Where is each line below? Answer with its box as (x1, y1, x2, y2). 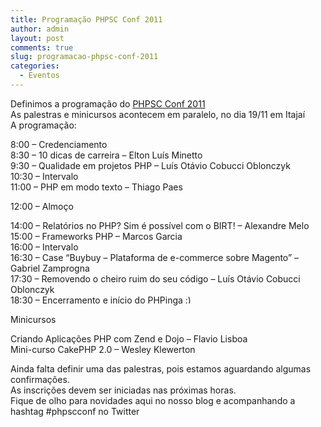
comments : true (10, 42, 74, 53)
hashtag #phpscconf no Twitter (10, 405, 140, 417)
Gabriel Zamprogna (10, 262, 90, 274)
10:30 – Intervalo (10, 170, 79, 182)
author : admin (10, 24, 70, 34)
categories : (10, 61, 60, 71)
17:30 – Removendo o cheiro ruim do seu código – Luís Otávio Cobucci (10, 272, 301, 285)
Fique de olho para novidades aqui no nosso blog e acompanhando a (10, 394, 296, 406)
